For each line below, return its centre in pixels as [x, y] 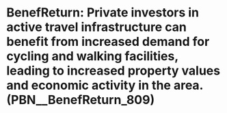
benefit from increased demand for [108, 42]
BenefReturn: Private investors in [103, 13]
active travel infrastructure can [97, 27]
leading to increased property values [113, 71]
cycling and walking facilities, [92, 56]
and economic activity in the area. [105, 85]
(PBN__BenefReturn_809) [81, 100]
